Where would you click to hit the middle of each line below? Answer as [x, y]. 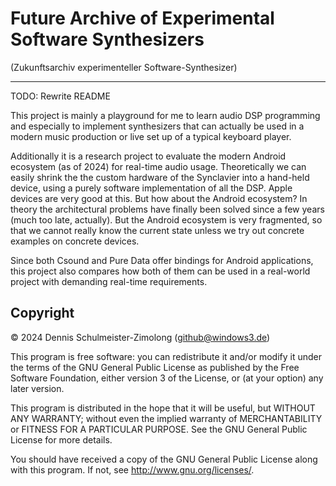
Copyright [42, 313]
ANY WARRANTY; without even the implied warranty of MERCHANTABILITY [166, 418]
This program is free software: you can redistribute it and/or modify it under [166, 356]
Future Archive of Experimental [142, 18]
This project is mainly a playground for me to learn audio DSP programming [165, 115]
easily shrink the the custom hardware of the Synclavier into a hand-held [160, 177]
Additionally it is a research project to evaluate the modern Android [148, 156]
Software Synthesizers [107, 39]
